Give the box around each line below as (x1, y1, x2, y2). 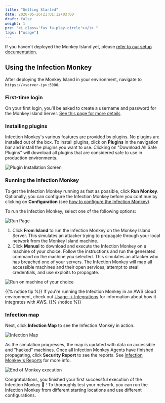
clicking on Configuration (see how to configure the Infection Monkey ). (5, 199, 151, 204)
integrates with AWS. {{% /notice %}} (5, 299, 82, 305)
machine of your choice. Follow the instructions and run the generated (12, 248, 156, 254)
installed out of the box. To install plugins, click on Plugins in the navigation (5, 139, 159, 145)
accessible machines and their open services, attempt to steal (12, 264, 139, 270)
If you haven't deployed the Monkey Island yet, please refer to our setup (5, 44, 152, 49)
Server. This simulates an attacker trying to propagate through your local (12, 233, 161, 239)
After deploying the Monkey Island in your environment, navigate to (5, 76, 142, 82)
